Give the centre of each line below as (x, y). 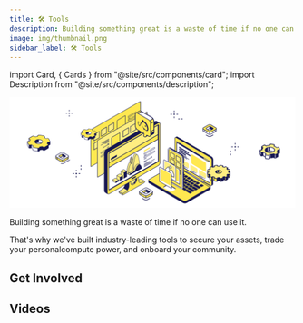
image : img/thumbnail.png (58, 38)
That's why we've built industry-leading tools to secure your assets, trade (147, 240)
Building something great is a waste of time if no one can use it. (128, 222)
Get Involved (46, 278)
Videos (30, 308)
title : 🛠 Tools (39, 19)
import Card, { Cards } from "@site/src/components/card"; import (132, 75)
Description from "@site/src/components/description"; (112, 84)
